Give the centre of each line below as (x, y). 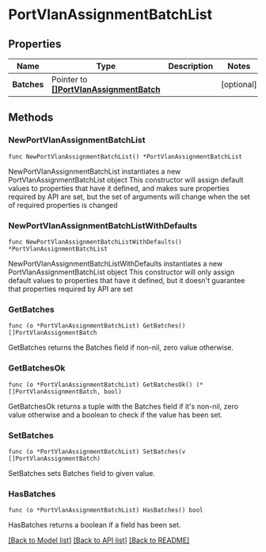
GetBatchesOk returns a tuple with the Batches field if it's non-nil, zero (123, 406)
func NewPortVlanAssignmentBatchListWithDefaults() (95, 242)
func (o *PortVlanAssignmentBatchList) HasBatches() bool (106, 510)
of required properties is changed (63, 205)
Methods (31, 118)
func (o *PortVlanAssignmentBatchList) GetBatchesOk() (101, 385)
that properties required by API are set (70, 289)
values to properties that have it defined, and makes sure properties (119, 188)
